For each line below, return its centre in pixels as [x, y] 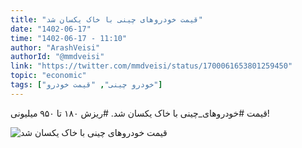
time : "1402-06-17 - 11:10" [69, 38]
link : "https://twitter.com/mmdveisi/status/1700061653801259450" [151, 66]
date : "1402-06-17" [51, 29]
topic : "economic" [48, 76]
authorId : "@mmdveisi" [57, 57]
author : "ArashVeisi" [55, 47]
